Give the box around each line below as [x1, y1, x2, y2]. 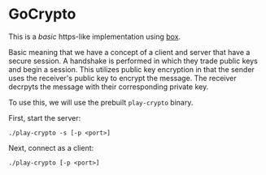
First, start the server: [8, 113, 81, 122]
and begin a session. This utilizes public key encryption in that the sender [8, 64, 255, 74]
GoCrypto [8, 5, 76, 23]
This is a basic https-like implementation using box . [8, 32, 181, 41]
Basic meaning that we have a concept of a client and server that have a [8, 47, 251, 57]
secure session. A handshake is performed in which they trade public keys [8, 56, 258, 66]
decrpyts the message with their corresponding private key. [8, 82, 209, 92]
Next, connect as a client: [8, 143, 94, 152]
